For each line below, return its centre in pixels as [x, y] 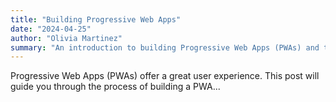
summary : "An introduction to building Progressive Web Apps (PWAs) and [165, 47]
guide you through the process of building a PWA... [115, 87]
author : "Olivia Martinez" [66, 38]
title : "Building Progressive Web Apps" [96, 19]
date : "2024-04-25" [51, 29]
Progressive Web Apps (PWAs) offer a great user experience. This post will [165, 76]
